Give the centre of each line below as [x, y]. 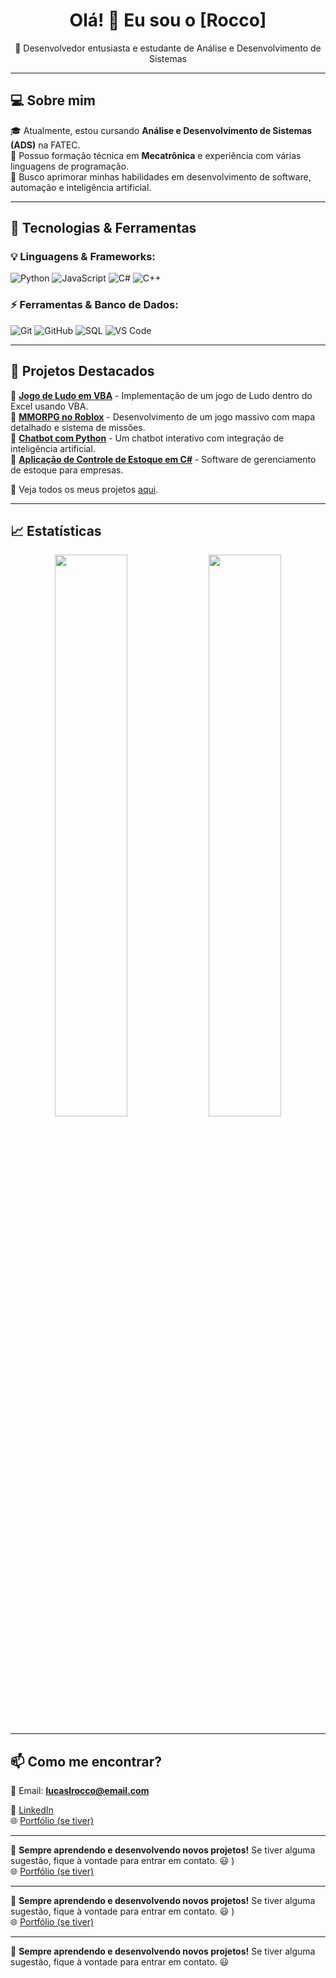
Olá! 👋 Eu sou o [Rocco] [168, 20]
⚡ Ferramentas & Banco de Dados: [94, 305]
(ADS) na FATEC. [45, 145]
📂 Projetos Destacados [82, 371]
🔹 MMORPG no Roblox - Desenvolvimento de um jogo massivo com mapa [163, 416]
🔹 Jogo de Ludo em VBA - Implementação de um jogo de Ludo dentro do [161, 395]
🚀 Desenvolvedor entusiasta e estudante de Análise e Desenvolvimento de [168, 48]
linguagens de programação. [70, 166]
